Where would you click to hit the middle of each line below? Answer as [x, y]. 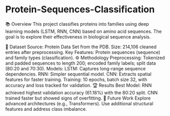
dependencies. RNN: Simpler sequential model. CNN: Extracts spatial [78, 74]
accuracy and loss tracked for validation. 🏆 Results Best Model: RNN [79, 85]
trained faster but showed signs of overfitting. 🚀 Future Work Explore [78, 98]
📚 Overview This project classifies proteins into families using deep [77, 24]
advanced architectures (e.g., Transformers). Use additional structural [79, 103]
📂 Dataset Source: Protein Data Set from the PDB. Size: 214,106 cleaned [81, 47]
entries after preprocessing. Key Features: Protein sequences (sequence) [83, 52]
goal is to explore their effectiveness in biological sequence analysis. [78, 36]
